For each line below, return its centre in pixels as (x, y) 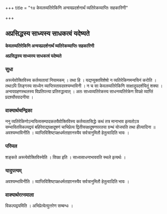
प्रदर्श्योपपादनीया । (19, 97)
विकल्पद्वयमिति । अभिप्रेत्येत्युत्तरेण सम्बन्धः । (39, 206)
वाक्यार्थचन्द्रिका (19, 111)
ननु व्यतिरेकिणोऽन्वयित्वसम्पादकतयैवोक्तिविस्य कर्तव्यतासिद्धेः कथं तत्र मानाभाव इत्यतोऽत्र (72, 121)
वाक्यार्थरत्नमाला (20, 195)
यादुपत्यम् (13, 170)
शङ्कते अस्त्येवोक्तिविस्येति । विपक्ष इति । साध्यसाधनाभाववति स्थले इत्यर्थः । (66, 157)
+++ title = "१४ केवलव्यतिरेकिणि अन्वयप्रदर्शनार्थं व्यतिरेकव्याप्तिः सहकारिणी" (67, 8)
